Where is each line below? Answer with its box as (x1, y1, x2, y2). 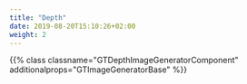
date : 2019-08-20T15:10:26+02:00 (9, 22, 136, 31)
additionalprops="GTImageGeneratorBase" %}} (9, 64, 188, 75)
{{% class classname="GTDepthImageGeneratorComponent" (9, 55, 239, 66)
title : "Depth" (9, 13, 67, 23)
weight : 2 (9, 30, 47, 39)
